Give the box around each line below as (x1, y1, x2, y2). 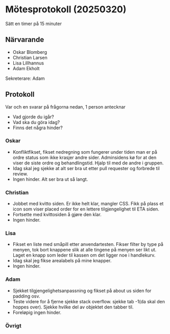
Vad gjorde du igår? (12, 114, 55, 120)
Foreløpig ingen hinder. (12, 309, 62, 316)
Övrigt (5, 322, 21, 329)
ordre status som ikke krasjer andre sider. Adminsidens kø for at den (12, 154, 157, 160)
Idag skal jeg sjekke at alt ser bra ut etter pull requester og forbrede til (12, 165, 160, 171)
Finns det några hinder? (12, 124, 63, 131)
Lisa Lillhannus (12, 60, 44, 66)
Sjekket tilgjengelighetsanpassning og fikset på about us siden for (12, 287, 152, 294)
